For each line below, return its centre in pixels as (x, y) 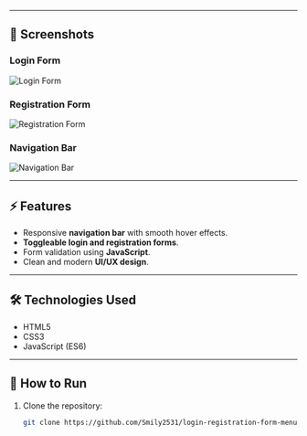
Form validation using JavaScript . (86, 252)
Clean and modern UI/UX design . (85, 262)
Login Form (35, 60)
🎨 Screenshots (52, 34)
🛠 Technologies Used (73, 300)
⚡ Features (41, 206)
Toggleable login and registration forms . (101, 242)
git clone (42, 422)
